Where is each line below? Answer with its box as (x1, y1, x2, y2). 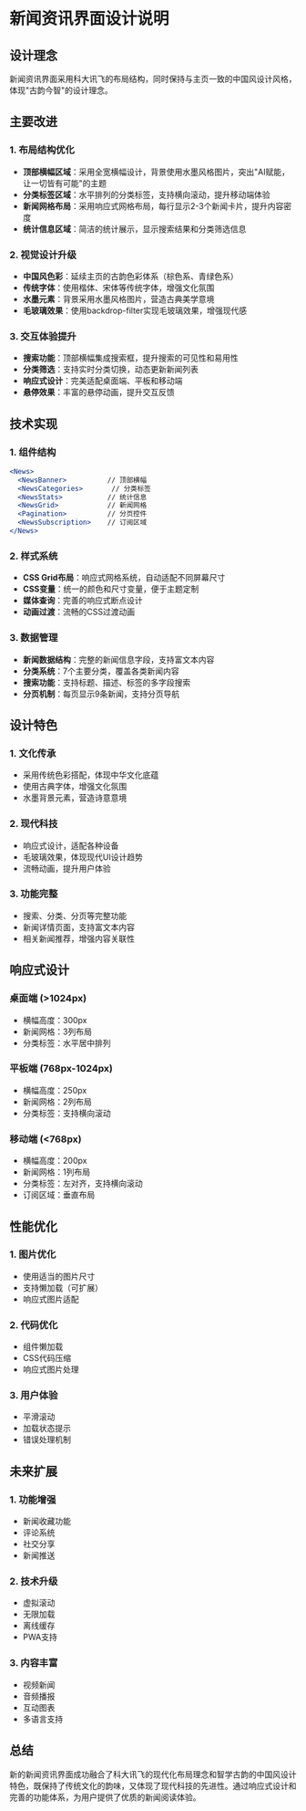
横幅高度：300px (22, 1014, 88, 1025)
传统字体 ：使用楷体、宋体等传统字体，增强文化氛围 (22, 282, 215, 293)
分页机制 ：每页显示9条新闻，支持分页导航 (22, 688, 180, 699)
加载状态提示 (22, 1423, 71, 1434)
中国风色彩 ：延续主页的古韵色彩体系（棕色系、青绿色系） (22, 270, 239, 281)
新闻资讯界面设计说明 (9, 8, 170, 29)
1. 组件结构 (9, 445, 56, 458)
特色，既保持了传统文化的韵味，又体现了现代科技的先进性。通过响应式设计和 (9, 1780, 297, 1791)
